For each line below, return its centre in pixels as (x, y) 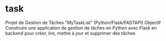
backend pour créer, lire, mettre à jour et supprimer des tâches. (71, 33)
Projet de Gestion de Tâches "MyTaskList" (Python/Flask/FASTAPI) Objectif (83, 22)
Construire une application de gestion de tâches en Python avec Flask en (81, 27)
